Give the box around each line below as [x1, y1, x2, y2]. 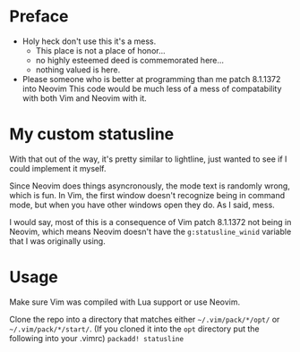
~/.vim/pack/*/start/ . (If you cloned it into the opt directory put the [9, 323, 260, 334]
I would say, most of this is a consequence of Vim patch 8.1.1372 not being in [9, 216, 292, 227]
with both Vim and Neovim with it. [21, 92, 148, 104]
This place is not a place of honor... [35, 45, 166, 55]
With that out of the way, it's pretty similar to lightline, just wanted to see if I [9, 154, 287, 164]
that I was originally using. [9, 235, 106, 247]
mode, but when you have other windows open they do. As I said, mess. [9, 199, 275, 210]
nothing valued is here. [35, 64, 121, 75]
